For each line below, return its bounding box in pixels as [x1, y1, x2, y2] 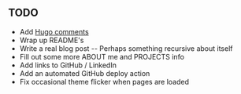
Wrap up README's [19, 35, 84, 45]
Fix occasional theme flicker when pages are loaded [19, 77, 189, 86]
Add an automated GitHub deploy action [19, 68, 150, 78]
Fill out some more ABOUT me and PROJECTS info [19, 52, 185, 61]
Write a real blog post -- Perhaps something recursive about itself [19, 43, 233, 53]
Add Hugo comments [19, 27, 89, 36]
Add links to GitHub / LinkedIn [19, 60, 117, 70]
